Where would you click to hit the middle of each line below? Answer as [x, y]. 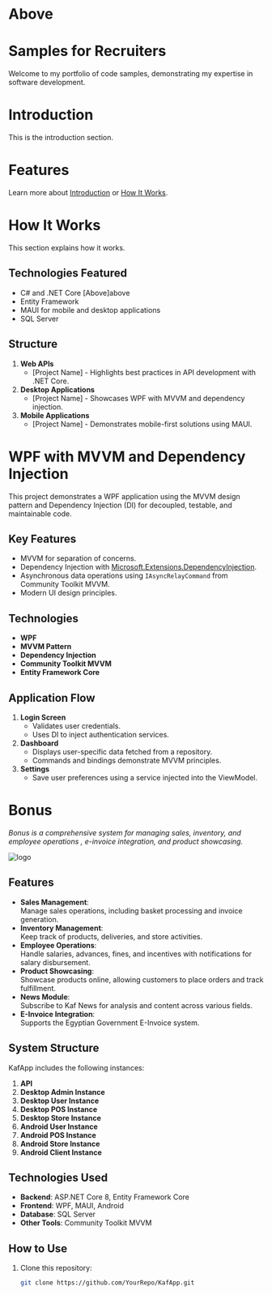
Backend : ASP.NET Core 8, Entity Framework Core [105, 1197]
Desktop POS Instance [59, 1109]
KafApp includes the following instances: [76, 1067]
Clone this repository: [56, 1268]
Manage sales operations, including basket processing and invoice [131, 910]
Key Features [42, 539]
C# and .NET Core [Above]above [75, 293]
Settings [35, 769]
